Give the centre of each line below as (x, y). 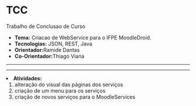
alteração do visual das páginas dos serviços (69, 84)
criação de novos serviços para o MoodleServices (75, 97)
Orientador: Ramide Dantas (47, 50)
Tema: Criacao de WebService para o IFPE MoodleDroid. (83, 37)
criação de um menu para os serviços (60, 90)
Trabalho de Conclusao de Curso (46, 26)
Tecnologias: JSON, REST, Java (53, 44)
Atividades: (28, 78)
